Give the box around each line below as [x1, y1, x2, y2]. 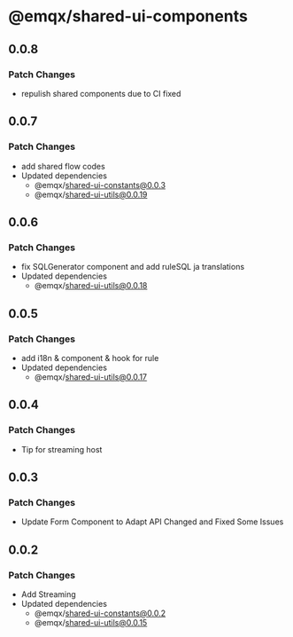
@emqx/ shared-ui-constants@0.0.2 [34, 608, 166, 618]
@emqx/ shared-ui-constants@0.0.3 [34, 179, 166, 190]
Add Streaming [20, 589, 76, 600]
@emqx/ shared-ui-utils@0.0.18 [34, 280, 148, 291]
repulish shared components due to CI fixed [20, 88, 181, 98]
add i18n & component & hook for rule [20, 352, 159, 363]
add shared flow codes [20, 161, 105, 171]
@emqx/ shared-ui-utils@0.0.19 [34, 189, 148, 200]
